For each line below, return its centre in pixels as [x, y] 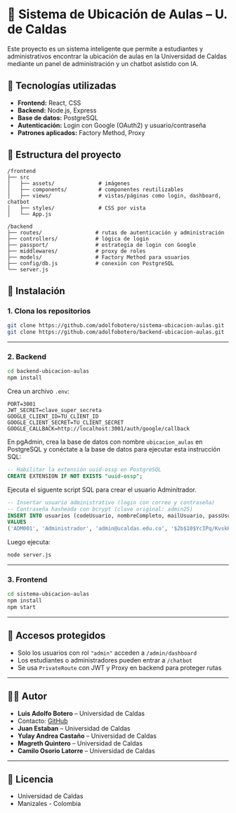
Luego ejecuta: [29, 542]
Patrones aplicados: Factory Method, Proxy [81, 132]
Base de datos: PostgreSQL [58, 117]
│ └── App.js [29, 214]
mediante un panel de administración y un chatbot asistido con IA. [103, 63]
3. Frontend [27, 580]
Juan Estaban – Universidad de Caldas [74, 728]
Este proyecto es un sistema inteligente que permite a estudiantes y [105, 49]
